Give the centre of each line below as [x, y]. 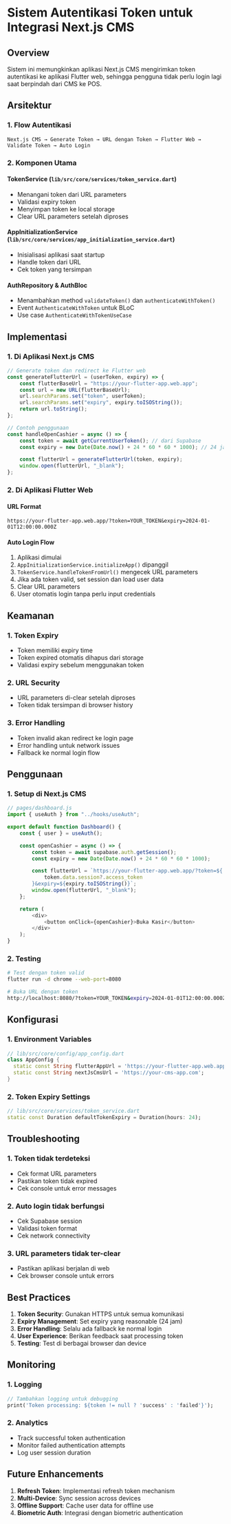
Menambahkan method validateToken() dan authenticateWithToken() [116, 300]
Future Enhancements [56, 1474]
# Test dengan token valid [46, 973]
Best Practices [39, 1297]
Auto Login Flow [31, 542]
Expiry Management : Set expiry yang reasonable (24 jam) [100, 1322]
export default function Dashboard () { [64, 827]
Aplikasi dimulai [39, 557]
